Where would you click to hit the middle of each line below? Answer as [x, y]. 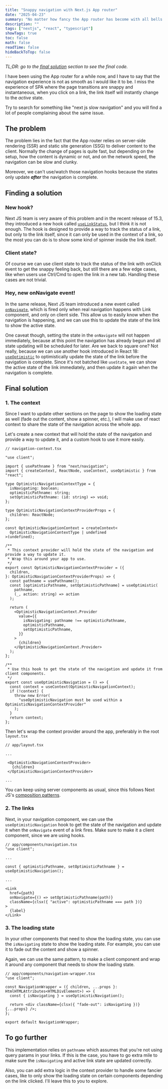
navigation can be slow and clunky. [41, 162]
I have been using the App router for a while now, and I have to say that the [82, 76]
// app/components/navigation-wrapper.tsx [50, 974]
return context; [27, 718]
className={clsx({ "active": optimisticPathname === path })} [76, 902]
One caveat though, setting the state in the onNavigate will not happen [77, 335]
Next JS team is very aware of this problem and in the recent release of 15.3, [84, 218]
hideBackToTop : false [28, 52]
